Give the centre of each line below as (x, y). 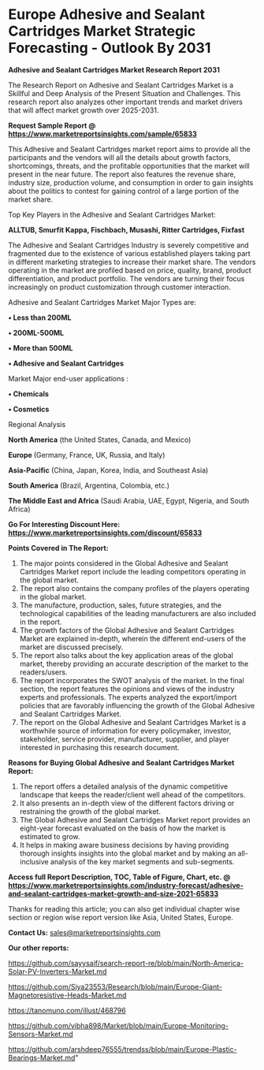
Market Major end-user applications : (68, 378)
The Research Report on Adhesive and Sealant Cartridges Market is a (121, 85)
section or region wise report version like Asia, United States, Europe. (121, 917)
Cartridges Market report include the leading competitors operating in (133, 571)
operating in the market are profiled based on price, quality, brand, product (130, 270)
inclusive (34, 861)
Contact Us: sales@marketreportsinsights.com (85, 932)
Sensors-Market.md (41, 1034)
